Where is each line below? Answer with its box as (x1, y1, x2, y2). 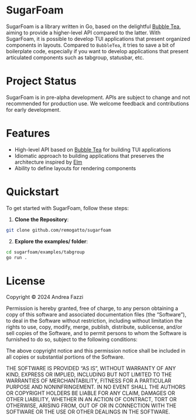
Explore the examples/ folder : (14, 237, 88, 245)
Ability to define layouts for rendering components (14, 164, 136, 171)
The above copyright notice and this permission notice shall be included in (6, 347, 185, 354)
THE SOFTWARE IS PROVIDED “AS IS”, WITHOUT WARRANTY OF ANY (6, 365, 176, 372)
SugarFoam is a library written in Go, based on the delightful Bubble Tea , (6, 23, 181, 30)
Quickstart (6, 185, 60, 198)
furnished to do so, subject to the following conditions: (6, 336, 137, 343)
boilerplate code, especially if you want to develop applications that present (6, 47, 189, 54)
